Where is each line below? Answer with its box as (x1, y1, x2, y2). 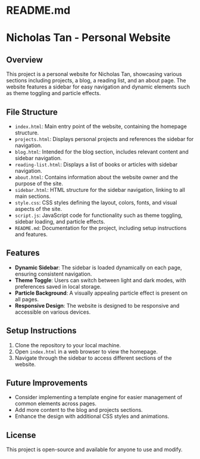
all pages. (14, 295, 39, 302)
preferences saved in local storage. (14, 283, 102, 290)
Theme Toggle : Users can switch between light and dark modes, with (14, 276, 186, 284)
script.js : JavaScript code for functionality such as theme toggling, (14, 212, 183, 219)
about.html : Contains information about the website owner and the (14, 174, 179, 180)
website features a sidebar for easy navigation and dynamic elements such (6, 83, 190, 90)
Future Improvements (6, 378, 88, 388)
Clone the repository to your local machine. (14, 341, 121, 348)
